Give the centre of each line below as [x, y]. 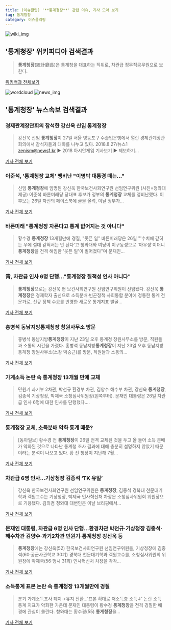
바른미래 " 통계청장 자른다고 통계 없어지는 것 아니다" [65, 226]
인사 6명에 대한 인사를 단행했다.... [57, 402]
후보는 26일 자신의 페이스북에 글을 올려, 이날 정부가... [71, 201]
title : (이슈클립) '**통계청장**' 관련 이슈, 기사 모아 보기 [62, 10]
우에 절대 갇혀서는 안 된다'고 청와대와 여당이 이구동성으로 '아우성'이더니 [94, 245]
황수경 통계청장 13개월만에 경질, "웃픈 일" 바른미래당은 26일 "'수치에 [86, 238]
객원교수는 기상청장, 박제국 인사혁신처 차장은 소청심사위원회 [87, 496]
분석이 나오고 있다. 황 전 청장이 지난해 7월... [75, 453]
